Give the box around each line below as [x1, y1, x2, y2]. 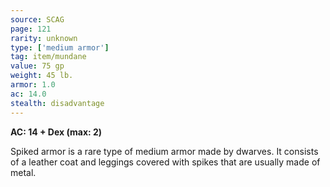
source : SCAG [10, 14, 65, 25]
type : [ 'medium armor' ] [10, 42, 110, 53]
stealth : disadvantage [10, 98, 105, 108]
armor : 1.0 [10, 80, 56, 90]
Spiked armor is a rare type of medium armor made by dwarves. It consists [10, 145, 319, 157]
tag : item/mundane [10, 52, 87, 62]
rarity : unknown [10, 33, 78, 43]
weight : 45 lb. [10, 71, 74, 81]
